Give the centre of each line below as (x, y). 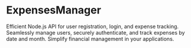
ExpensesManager (54, 10)
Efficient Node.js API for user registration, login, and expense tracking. (93, 26)
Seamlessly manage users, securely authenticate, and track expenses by (96, 32)
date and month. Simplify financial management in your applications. (90, 39)
